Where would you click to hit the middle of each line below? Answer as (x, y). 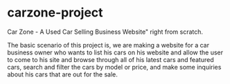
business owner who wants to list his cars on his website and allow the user (115, 52)
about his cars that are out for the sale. (62, 74)
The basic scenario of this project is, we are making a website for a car (108, 45)
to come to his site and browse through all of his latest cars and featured (110, 59)
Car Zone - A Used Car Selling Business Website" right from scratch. (105, 32)
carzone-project (55, 13)
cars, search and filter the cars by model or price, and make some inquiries (114, 67)
